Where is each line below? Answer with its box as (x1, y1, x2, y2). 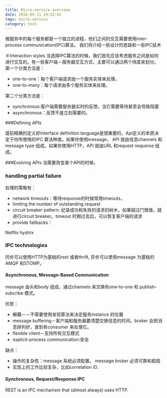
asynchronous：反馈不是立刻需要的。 (12, 110, 90, 116)
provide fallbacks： (12, 219, 52, 225)
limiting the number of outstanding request (12, 201, 101, 207)
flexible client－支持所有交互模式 (12, 330, 80, 336)
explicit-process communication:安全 (12, 337, 89, 343)
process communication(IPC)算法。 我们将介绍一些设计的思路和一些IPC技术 (5, 42, 161, 48)
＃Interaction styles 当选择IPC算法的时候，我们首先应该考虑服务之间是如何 (5, 53, 159, 59)
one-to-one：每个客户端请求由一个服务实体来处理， (12, 76, 120, 82)
